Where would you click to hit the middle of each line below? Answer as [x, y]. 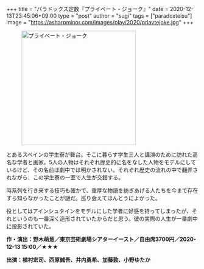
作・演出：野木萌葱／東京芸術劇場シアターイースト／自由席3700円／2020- [101, 239]
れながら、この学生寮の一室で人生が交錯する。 [65, 178]
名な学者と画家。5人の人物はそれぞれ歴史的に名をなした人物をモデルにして [101, 162]
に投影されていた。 [30, 226]
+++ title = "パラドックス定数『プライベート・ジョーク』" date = [87, 9]
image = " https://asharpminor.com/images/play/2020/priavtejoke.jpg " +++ [100, 22]
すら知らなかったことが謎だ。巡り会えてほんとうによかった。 [83, 198]
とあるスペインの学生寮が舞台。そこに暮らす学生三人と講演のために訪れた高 [102, 155]
